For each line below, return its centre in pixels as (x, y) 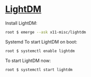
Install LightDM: (21, 23)
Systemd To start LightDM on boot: (41, 41)
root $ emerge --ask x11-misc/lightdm (45, 32)
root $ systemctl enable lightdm (40, 51)
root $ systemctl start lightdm (39, 69)
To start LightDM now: (28, 60)
